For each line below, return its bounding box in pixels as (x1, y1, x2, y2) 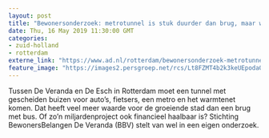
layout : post (8, 11, 52, 20)
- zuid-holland (8, 42, 59, 50)
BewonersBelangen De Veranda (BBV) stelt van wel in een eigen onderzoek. (8, 120, 259, 129)
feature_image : (8, 64, 59, 72)
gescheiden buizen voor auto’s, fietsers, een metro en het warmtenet (8, 94, 236, 104)
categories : (8, 34, 48, 43)
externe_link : (8, 57, 56, 65)
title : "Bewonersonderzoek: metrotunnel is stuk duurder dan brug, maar (8, 19, 256, 27)
